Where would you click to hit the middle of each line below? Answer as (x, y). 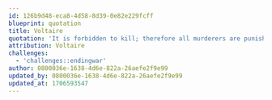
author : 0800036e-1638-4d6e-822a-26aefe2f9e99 (88, 69)
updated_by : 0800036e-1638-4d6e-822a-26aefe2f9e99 (96, 76)
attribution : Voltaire (47, 46)
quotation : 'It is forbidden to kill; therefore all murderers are (125, 38)
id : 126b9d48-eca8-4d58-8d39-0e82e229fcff (81, 16)
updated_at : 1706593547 (49, 83)
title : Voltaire (36, 31)
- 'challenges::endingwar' (61, 61)
